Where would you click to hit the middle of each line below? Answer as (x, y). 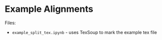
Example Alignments (49, 9)
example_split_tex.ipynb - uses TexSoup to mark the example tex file (85, 32)
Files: (10, 23)
